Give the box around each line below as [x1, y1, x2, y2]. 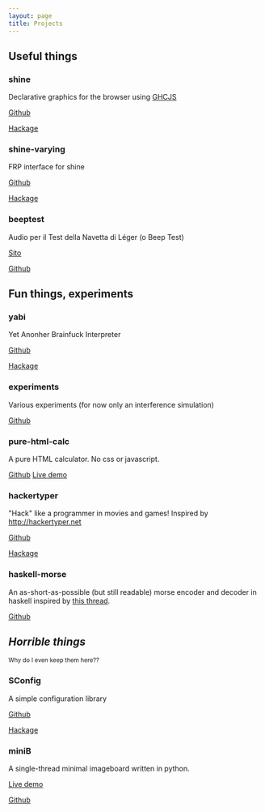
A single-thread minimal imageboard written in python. [8, 763, 190, 774]
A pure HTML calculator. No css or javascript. [8, 455, 160, 464]
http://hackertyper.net [8, 517, 82, 527]
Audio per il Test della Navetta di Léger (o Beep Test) [8, 232, 184, 241]
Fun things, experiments [8, 287, 134, 301]
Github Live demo [8, 470, 67, 480]
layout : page [8, 11, 53, 20]
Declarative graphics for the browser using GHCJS [8, 92, 177, 102]
